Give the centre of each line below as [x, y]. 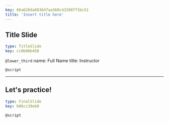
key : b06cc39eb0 [22, 106]
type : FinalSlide [23, 101]
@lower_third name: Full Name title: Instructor [52, 61]
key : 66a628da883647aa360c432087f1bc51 [47, 10]
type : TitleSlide [23, 46]
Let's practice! [28, 90]
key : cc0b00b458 [22, 51]
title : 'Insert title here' [35, 15]
